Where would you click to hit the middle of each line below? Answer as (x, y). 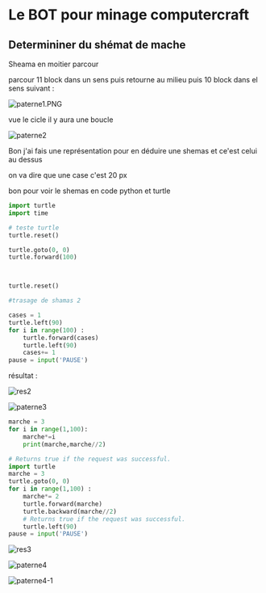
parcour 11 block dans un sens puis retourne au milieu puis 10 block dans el (133, 80)
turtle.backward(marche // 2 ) (70, 511)
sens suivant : (31, 88)
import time (28, 213)
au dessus (25, 160)
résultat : (23, 376)
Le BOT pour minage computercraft (129, 15)
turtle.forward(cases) (61, 338)
